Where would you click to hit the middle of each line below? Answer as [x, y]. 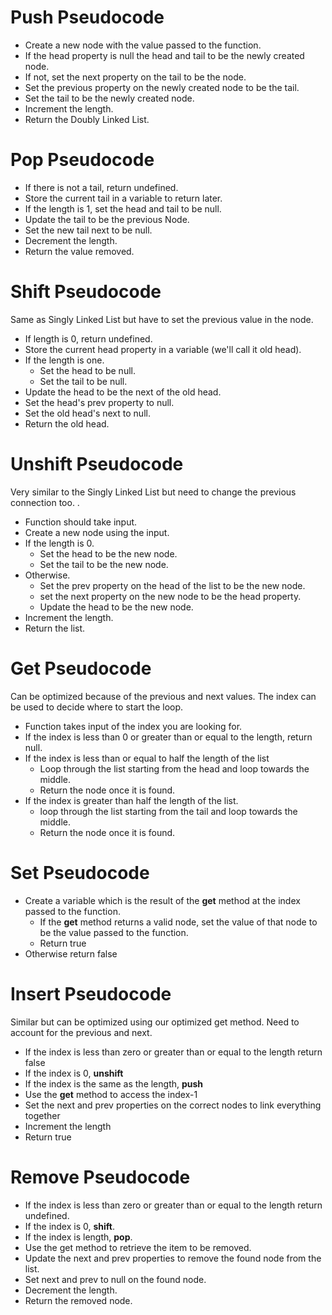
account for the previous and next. [81, 1032]
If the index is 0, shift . [70, 1226]
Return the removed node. [78, 1300]
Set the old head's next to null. [87, 413]
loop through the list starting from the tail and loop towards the [168, 811]
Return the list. [55, 628]
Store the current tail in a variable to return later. [123, 198]
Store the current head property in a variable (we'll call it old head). [163, 349]
